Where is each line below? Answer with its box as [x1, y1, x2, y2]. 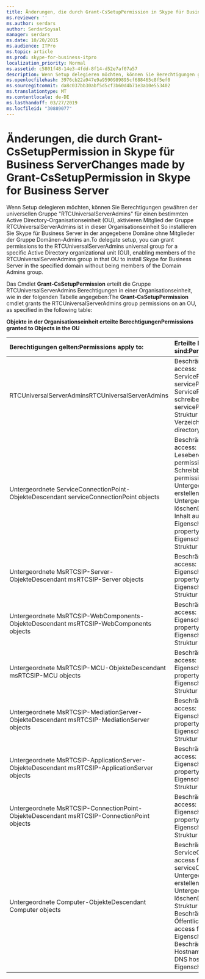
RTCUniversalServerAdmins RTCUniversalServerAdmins [9, 391, 169, 400]
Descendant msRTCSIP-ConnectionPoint [31, 812, 150, 820]
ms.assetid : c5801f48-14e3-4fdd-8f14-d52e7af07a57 [6, 65, 138, 72]
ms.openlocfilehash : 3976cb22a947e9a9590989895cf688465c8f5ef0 [6, 77, 171, 83]
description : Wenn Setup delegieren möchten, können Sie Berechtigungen [6, 71, 195, 78]
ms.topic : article [6, 49, 53, 55]
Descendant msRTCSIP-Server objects [31, 575, 144, 583]
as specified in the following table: [6, 306, 93, 314]
